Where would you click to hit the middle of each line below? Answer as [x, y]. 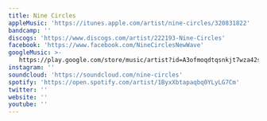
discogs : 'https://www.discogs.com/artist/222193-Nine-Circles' [117, 38]
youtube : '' [28, 104]
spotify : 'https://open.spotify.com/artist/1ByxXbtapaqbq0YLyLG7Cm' [124, 82]
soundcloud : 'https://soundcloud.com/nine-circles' [95, 75]
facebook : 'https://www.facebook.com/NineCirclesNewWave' [106, 45]
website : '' [28, 97]
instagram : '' [32, 68]
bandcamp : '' [30, 30]
